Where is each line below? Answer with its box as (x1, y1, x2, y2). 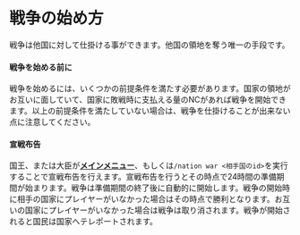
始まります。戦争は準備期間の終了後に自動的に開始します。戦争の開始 (24, 182, 283, 193)
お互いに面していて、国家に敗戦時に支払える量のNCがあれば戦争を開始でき (9, 95, 287, 105)
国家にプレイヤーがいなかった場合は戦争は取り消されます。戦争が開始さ (24, 205, 291, 215)
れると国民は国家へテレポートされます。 (9, 216, 159, 227)
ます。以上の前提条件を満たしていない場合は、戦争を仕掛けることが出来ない (9, 105, 291, 116)
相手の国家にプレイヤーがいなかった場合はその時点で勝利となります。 (16, 194, 275, 205)
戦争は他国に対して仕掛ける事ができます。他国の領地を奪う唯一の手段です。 (9, 39, 290, 50)
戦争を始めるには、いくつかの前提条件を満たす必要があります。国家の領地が (9, 83, 291, 94)
